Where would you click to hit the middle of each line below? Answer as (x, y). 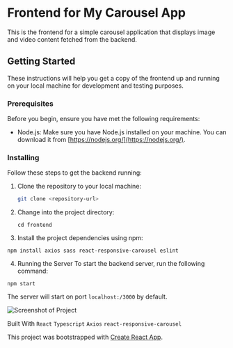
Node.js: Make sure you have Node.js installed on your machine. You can (122, 132)
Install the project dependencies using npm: (80, 238)
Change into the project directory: (66, 212)
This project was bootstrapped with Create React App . (85, 337)
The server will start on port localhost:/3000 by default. (87, 296)
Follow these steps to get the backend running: (75, 173)
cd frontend (34, 225)
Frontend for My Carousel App (97, 13)
